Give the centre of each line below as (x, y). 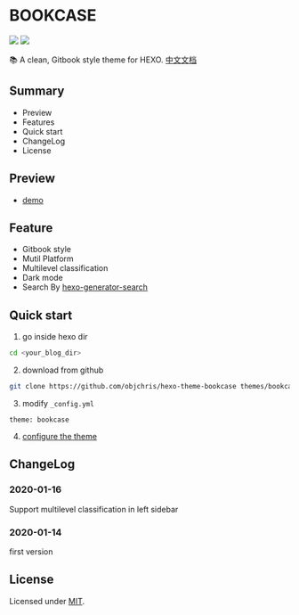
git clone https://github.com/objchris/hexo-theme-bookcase (123, 387)
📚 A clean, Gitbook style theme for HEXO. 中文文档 (103, 60)
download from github (63, 370)
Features (38, 122)
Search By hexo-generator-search (85, 287)
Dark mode (43, 278)
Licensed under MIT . (47, 601)
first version (31, 551)
